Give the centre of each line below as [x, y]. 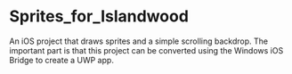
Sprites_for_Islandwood [99, 16]
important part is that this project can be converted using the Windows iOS [146, 50]
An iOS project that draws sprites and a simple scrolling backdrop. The [139, 41]
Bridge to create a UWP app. [61, 60]
